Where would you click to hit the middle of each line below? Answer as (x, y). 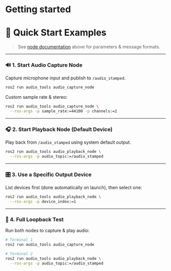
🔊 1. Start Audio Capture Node (44, 65)
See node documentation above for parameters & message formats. (89, 47)
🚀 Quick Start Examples (56, 33)
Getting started (38, 9)
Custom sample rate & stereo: (36, 97)
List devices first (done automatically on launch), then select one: (74, 187)
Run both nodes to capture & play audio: (48, 231)
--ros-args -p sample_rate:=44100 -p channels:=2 (63, 111)
